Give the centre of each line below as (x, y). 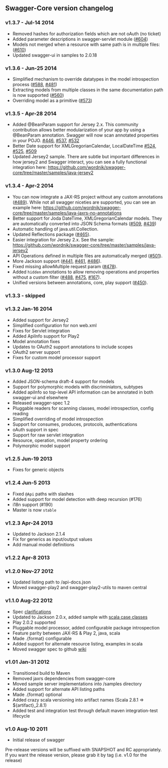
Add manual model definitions (43, 544)
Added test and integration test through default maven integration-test (85, 711)
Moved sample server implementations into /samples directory (77, 684)
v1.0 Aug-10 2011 (26, 729)
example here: (27, 207)
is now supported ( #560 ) (38, 95)
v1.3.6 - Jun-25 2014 (31, 68)
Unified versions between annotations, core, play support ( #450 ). (80, 282)
